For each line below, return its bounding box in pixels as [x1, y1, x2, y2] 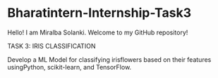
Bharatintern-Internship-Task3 [7, 5, 192, 21]
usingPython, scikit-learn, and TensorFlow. [7, 63, 132, 71]
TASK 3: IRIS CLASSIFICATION [7, 41, 96, 50]
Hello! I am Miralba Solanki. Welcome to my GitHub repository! [7, 28, 188, 37]
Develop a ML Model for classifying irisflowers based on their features [7, 55, 212, 64]
